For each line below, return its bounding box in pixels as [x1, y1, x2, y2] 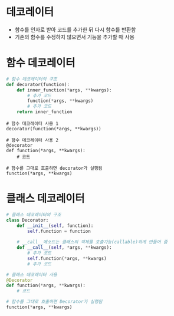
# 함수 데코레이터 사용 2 [6, 137, 59, 143]
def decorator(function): [6, 81, 70, 87]
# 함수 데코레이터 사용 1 [6, 121, 59, 127]
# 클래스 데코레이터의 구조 [6, 212, 61, 218]
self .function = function [27, 228, 91, 234]
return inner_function [17, 109, 73, 115]
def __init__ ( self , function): [17, 222, 94, 229]
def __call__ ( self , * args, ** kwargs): [17, 245, 112, 251]
